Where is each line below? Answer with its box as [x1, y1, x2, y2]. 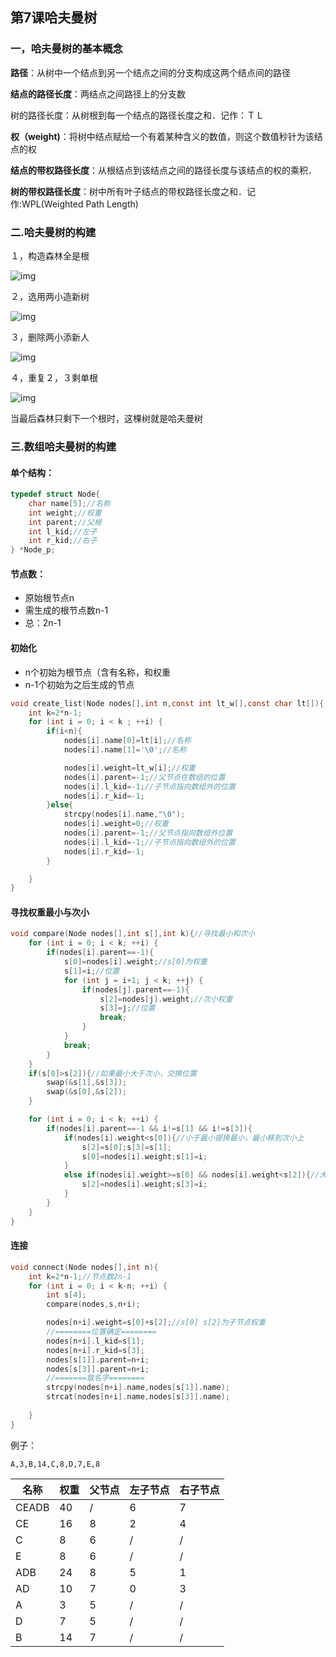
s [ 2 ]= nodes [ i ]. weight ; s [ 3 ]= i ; [81, 1179, 208, 1190]
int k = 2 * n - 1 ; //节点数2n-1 [28, 1271, 132, 1282]
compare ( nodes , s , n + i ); [46, 1299, 141, 1310]
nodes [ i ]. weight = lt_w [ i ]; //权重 [63, 763, 196, 773]
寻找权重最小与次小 [10, 906, 90, 918]
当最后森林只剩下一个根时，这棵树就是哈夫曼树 [10, 412, 203, 424]
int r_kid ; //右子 [28, 536, 98, 546]
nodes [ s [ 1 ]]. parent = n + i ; [46, 1354, 150, 1365]
